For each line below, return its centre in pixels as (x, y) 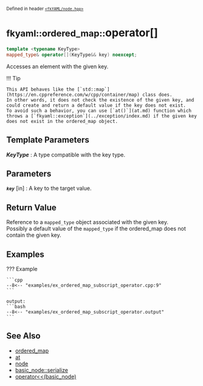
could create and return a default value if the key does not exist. (96, 105)
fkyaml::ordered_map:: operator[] (82, 33)
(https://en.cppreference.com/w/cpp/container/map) (73, 94)
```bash (16, 307)
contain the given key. (34, 235)
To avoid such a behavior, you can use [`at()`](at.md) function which (99, 111)
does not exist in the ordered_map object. (62, 121)
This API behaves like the (40, 89)
